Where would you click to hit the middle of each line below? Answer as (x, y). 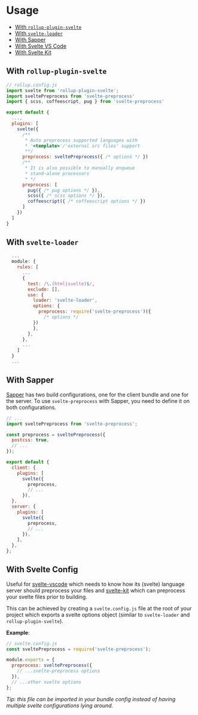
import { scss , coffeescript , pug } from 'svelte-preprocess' (85, 102)
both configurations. (31, 407)
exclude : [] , (44, 289)
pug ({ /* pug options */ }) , (64, 190)
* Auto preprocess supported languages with (81, 140)
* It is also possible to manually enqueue (80, 168)
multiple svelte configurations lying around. (60, 705)
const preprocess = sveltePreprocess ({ (56, 435)
